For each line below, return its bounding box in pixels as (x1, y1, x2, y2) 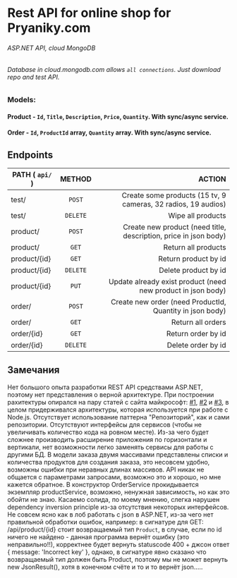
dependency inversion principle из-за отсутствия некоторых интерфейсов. (7, 503, 229, 511)
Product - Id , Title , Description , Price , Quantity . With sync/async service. (7, 112, 229, 121)
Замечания (7, 364, 60, 376)
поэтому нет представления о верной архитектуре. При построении (7, 390, 214, 399)
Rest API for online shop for (7, 5, 171, 21)
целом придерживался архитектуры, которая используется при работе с (7, 405, 229, 414)
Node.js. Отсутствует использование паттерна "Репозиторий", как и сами (7, 412, 230, 421)
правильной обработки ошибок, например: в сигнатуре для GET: (7, 517, 204, 526)
